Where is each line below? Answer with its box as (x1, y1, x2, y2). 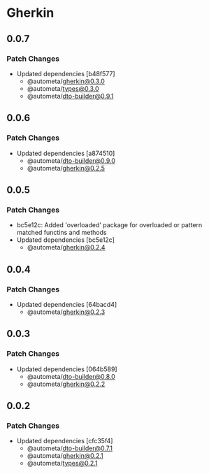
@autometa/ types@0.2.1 (27, 459, 99, 468)
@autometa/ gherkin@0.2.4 (27, 243, 106, 252)
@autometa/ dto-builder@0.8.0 (27, 372, 116, 380)
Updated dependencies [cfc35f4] (16, 437, 113, 445)
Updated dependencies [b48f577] (16, 69, 116, 78)
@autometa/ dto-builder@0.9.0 (27, 156, 116, 165)
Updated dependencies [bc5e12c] (16, 236, 115, 244)
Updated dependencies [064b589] (16, 365, 117, 373)
